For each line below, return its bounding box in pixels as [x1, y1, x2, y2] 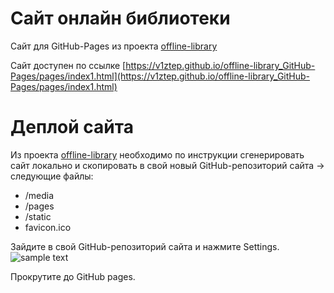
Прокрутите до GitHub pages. [10, 270, 136, 282]
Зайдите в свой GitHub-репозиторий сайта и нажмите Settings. [10, 240, 280, 252]
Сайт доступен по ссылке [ [10, 59, 127, 71]
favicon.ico [24, 221, 72, 233]
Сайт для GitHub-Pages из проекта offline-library [10, 40, 218, 52]
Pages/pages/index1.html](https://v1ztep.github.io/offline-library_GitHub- [10, 70, 311, 82]
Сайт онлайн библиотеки [10, 7, 231, 30]
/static [24, 210, 52, 222]
